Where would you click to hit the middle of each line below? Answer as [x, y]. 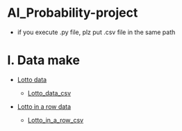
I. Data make [43, 60]
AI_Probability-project [73, 13]
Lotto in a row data [44, 107]
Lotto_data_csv [49, 93]
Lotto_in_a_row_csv [56, 120]
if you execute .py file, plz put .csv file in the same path [96, 32]
